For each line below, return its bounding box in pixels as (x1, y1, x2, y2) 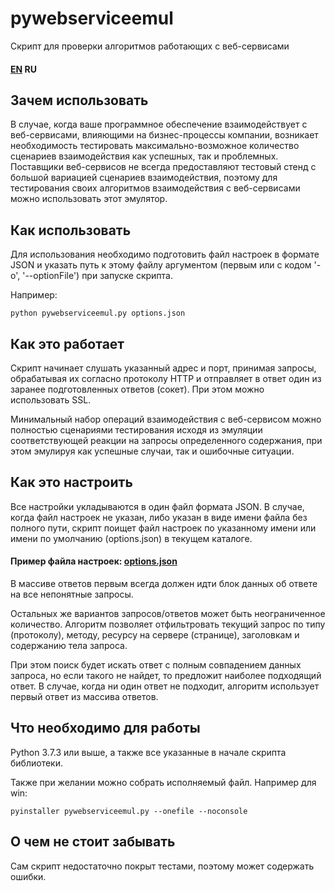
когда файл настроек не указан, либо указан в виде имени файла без (10, 511, 308, 523)
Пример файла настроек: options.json (10, 555, 178, 567)
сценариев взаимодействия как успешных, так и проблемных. (10, 150, 279, 162)
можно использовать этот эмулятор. (10, 193, 168, 205)
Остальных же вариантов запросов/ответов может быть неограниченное (10, 607, 326, 619)
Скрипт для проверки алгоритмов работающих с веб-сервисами (10, 40, 290, 52)
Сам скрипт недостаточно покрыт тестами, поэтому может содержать (10, 860, 315, 872)
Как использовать (10, 222, 132, 239)
